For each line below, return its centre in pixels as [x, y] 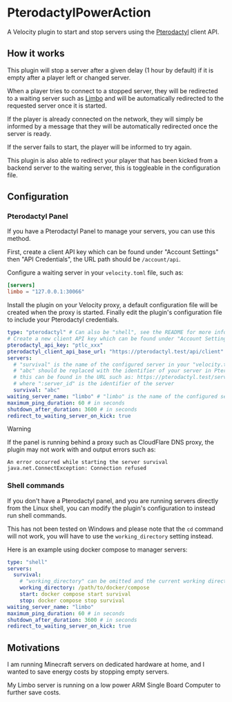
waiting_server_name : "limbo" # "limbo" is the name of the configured [112, 396]
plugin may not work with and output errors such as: [81, 449]
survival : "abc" [37, 390]
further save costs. [34, 692]
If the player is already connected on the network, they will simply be [105, 119]
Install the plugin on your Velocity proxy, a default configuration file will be [113, 305]
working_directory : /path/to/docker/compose [85, 588]
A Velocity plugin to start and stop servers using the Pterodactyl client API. [113, 32]
